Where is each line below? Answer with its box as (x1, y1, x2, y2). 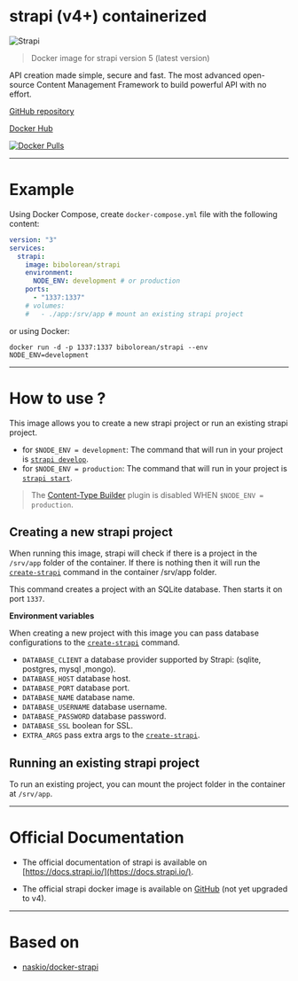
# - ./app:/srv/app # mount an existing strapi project (25, 309, 244, 318)
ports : (25, 285, 50, 294)
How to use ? (9, 388, 106, 409)
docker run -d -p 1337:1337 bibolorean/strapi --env (9, 343, 208, 352)
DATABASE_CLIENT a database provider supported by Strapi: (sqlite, (21, 654, 262, 666)
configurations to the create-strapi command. (9, 637, 180, 648)
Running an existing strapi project (9, 755, 200, 770)
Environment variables (9, 611, 95, 621)
